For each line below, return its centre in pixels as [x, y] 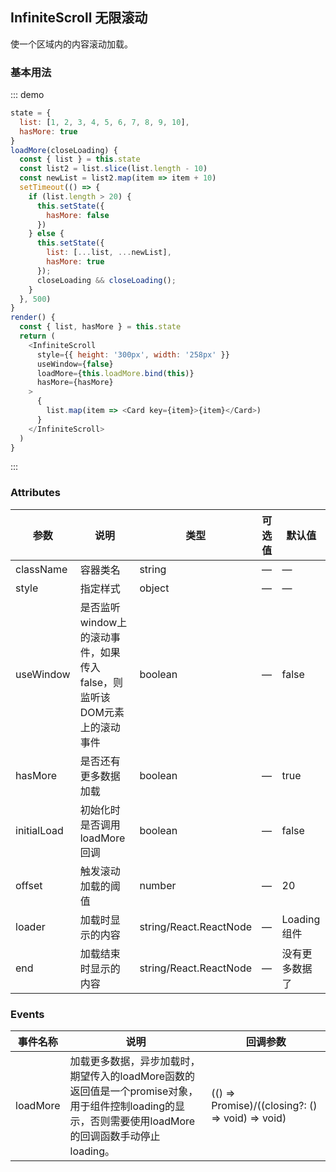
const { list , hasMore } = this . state [100, 327]
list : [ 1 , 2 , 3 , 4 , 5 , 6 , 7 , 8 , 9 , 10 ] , [104, 122]
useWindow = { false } [75, 364]
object [154, 588]
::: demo [27, 95]
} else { [46, 234]
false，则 [101, 682]
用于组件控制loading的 [122, 1106]
